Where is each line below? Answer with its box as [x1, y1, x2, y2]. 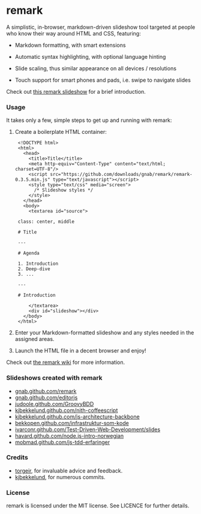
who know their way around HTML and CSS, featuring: [6, 29, 141, 37]
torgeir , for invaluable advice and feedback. [14, 467, 123, 474]
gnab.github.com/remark [14, 387, 77, 395]
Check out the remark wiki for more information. [6, 358, 125, 366]
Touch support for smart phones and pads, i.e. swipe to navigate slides [14, 76, 191, 83]
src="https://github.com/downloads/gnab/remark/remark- [50, 172, 193, 178]
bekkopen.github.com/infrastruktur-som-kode [14, 419, 129, 426]
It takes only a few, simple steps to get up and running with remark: [6, 116, 172, 124]
